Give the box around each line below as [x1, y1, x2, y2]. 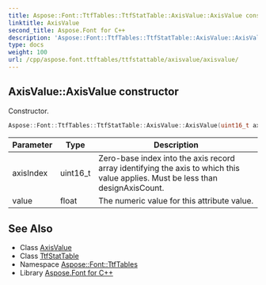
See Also [8, 222, 53, 235]
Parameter [12, 139, 53, 150]
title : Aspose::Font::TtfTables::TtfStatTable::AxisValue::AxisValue [8, 11, 243, 20]
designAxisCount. [98, 182, 165, 193]
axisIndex [12, 167, 48, 178]
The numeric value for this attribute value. [98, 195, 254, 206]
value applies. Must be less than [98, 172, 218, 183]
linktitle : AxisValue [8, 19, 80, 27]
